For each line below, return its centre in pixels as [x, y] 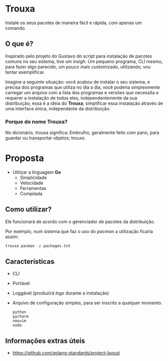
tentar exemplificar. [25, 72]
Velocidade [32, 183]
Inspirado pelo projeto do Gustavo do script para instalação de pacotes [79, 56]
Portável [21, 283]
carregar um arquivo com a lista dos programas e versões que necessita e [82, 92]
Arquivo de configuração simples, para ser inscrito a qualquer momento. [87, 303]
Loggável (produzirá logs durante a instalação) [61, 293]
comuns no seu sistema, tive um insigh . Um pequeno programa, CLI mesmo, [84, 61]
